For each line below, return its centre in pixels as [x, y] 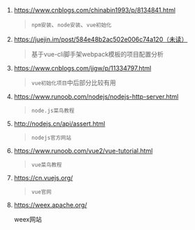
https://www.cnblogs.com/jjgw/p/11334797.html [82, 68]
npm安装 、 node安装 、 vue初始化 [71, 24]
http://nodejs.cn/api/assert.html [59, 124]
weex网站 [28, 219]
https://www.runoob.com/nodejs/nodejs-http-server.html [96, 96]
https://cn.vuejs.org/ [43, 178]
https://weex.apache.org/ [50, 205]
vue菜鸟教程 [46, 165]
